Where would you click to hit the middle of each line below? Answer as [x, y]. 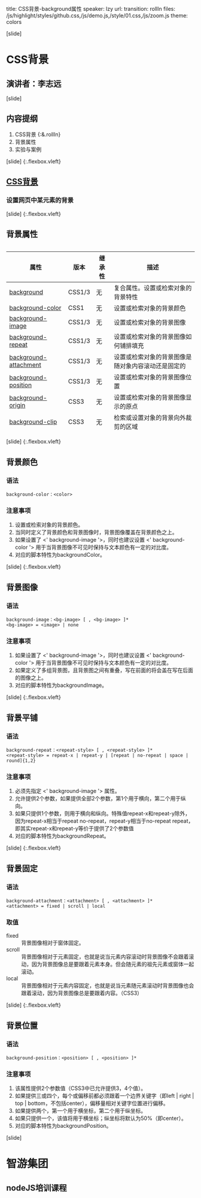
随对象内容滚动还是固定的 [150, 366]
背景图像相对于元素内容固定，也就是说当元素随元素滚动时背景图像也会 [108, 986]
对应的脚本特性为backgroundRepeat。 [62, 836]
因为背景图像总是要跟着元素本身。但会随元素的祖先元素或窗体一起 [113, 964]
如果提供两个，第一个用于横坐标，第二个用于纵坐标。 [80, 1111]
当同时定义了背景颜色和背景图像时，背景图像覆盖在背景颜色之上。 [96, 532]
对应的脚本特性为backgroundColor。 [60, 555]
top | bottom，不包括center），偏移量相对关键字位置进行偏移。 [92, 1103]
